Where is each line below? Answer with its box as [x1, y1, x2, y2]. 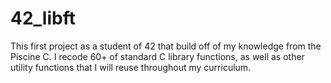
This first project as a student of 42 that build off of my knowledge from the [10, 40, 322, 52]
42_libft [10, 7, 76, 30]
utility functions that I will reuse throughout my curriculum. [10, 61, 252, 73]
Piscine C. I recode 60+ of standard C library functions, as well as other [10, 50, 305, 62]
